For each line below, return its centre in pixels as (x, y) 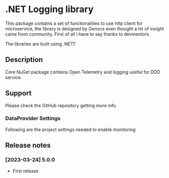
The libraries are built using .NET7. (41, 43)
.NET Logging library (49, 9)
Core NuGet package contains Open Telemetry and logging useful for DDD (83, 72)
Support (18, 93)
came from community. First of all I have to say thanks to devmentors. (78, 34)
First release (25, 171)
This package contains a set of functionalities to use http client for (74, 23)
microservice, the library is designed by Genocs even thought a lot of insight (84, 28)
